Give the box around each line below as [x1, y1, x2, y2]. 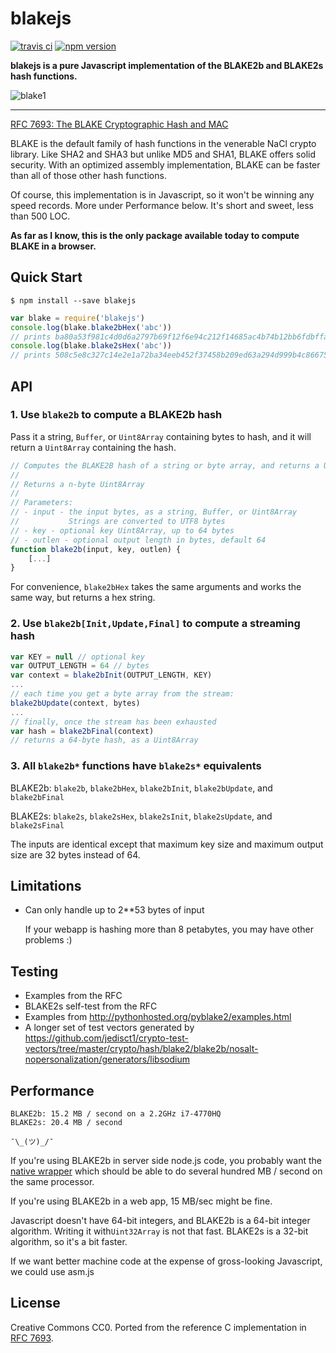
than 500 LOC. [10, 210, 71, 222]
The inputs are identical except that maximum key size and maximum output [10, 838, 324, 850]
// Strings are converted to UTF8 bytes [10, 517, 226, 527]
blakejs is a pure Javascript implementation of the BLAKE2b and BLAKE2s [10, 59, 324, 71]
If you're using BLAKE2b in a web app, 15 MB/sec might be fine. [10, 1195, 273, 1207]
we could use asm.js [10, 1266, 95, 1278]
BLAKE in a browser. [10, 240, 97, 252]
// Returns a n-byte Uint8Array [10, 479, 145, 489]
